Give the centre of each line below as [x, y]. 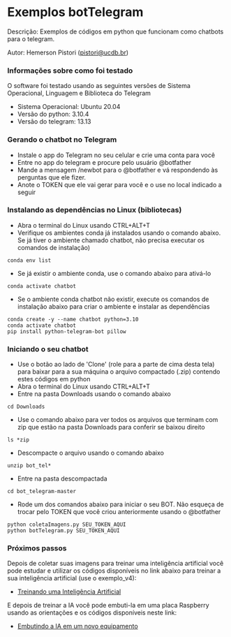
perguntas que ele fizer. [51, 177]
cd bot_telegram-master [42, 492]
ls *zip [18, 440]
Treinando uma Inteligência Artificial [69, 592]
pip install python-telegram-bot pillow [67, 331]
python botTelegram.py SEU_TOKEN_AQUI [64, 531]
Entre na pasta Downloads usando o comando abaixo [94, 394]
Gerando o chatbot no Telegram [62, 140]
